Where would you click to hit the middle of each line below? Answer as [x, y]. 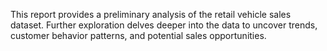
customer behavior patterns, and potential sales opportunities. [138, 35]
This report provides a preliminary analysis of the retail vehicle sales [151, 14]
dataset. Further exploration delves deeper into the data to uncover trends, [164, 25]
